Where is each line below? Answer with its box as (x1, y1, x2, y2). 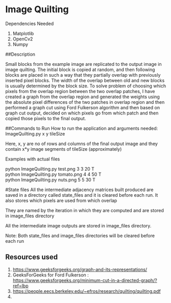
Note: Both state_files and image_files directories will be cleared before (5, 232, 155, 239)
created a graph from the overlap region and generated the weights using (5, 94, 160, 100)
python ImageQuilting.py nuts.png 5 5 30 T (5, 176, 96, 182)
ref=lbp (12, 283, 29, 289)
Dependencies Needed (5, 20, 54, 27)
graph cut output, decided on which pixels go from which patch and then (5, 110, 159, 116)
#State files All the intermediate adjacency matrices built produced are (5, 187, 154, 193)
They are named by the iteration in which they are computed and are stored (5, 207, 164, 213)
